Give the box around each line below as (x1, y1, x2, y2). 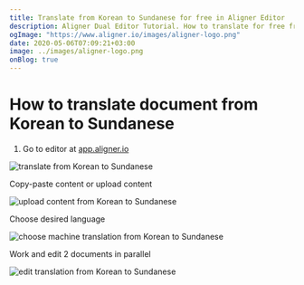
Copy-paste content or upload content (9, 178, 153, 189)
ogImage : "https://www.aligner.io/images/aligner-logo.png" (9, 30, 242, 39)
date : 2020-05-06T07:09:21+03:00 (9, 38, 136, 48)
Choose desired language (9, 214, 106, 224)
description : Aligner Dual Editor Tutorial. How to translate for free (9, 22, 285, 31)
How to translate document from (9, 94, 259, 115)
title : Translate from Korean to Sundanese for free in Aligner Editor (9, 13, 285, 23)
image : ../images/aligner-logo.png (9, 47, 144, 56)
